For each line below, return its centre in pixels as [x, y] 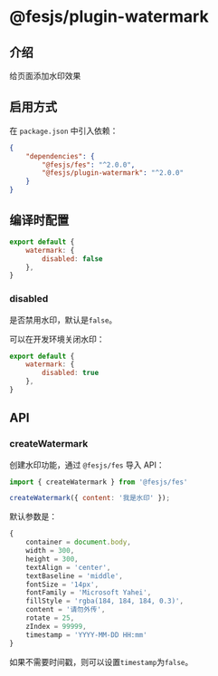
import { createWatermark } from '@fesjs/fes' [99, 482]
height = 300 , [52, 559]
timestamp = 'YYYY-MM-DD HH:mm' [86, 635]
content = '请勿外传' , [66, 610]
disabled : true [71, 373]
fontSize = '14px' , [62, 584]
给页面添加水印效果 [45, 76]
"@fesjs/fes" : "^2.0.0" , [89, 165]
